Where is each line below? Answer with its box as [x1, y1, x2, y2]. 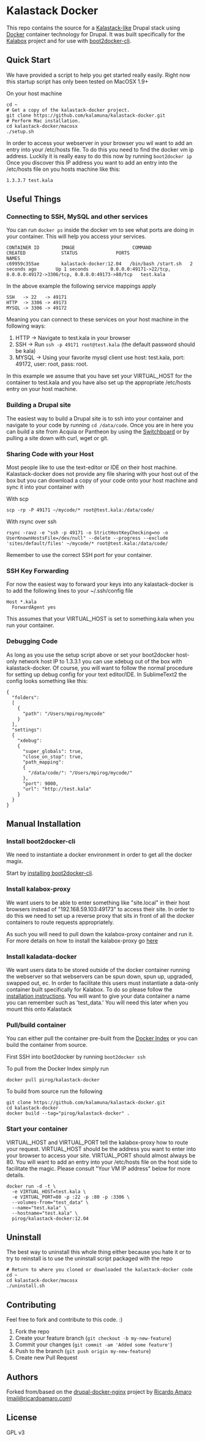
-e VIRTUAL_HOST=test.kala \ [12, 1188, 86, 1194]
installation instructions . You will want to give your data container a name [6, 992, 191, 1000]
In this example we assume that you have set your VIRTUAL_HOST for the [6, 373, 192, 380]
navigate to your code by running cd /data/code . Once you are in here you [6, 421, 194, 428]
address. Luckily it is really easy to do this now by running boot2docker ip [6, 152, 193, 160]
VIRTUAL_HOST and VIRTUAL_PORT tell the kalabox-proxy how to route [6, 1139, 188, 1146]
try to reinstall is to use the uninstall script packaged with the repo [6, 1255, 173, 1262]
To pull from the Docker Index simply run [6, 1065, 109, 1073]
